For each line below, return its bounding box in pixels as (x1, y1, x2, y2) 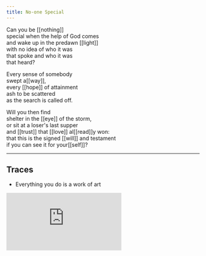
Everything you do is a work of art (15, 180, 101, 188)
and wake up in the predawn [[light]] (6, 39, 99, 46)
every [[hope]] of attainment (6, 83, 78, 91)
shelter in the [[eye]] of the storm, (6, 115, 92, 122)
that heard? (6, 58, 36, 66)
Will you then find (6, 108, 51, 115)
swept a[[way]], (6, 77, 47, 84)
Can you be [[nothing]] (6, 26, 64, 33)
